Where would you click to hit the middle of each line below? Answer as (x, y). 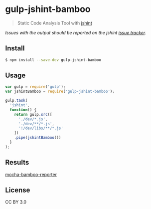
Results (17, 162)
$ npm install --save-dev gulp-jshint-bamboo (53, 60)
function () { (23, 110)
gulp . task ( (16, 101)
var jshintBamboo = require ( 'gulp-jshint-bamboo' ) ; (60, 92)
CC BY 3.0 (16, 202)
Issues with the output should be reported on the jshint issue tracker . (76, 32)
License (18, 190)
